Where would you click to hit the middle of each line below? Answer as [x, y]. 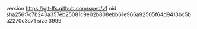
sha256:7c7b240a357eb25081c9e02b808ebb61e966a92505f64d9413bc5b [99, 14]
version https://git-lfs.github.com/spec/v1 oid [61, 8]
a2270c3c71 [21, 21]
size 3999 [49, 21]
